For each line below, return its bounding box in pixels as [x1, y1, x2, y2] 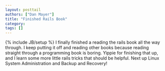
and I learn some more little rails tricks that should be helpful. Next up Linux [5, 55, 160, 61]
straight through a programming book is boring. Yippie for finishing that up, [5, 50, 159, 56]
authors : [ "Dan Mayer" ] [5, 12, 55, 17]
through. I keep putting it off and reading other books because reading [5, 45, 149, 51]
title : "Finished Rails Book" [5, 16, 68, 21]
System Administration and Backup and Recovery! [5, 61, 108, 67]
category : [5, 21, 26, 26]
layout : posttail [5, 7, 41, 12]
